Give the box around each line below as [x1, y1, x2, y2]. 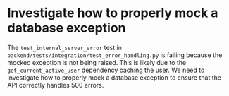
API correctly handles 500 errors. [7, 80, 104, 89]
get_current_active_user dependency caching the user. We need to [7, 66, 205, 74]
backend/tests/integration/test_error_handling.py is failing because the [7, 51, 223, 59]
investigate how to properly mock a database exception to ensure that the [7, 73, 222, 82]
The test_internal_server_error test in [7, 43, 122, 52]
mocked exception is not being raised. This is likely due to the [7, 58, 187, 66]
